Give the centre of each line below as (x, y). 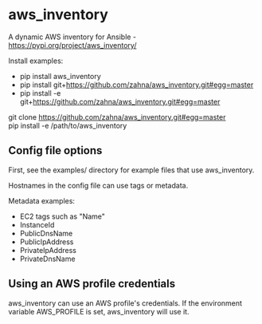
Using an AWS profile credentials (92, 284)
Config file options (55, 150)
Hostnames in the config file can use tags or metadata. (98, 185)
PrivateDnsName (47, 259)
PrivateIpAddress (48, 250)
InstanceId (37, 224)
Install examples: (36, 61)
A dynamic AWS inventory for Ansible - (72, 37)
